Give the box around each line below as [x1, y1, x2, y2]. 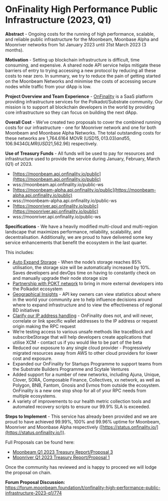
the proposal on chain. [5, 469, 52, 475]
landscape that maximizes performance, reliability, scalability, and [5, 228, 141, 235]
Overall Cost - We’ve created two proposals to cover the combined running [5, 119, 161, 125]
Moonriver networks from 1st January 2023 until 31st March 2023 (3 [5, 41, 146, 47]
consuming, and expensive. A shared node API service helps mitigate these [5, 62, 161, 68]
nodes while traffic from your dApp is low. [5, 83, 92, 89]
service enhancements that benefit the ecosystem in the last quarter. [5, 239, 148, 245]
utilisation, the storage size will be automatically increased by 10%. [12, 264, 151, 270]
